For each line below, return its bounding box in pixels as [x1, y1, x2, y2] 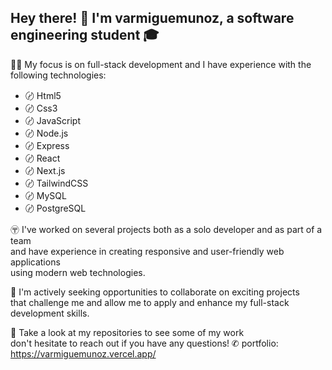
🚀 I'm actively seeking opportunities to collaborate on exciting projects [10, 286, 300, 298]
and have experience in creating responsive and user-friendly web [10, 245, 285, 257]
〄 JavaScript [24, 114, 81, 126]
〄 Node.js [24, 127, 69, 139]
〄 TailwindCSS [24, 177, 89, 189]
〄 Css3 [24, 102, 58, 114]
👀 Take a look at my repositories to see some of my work [10, 326, 245, 338]
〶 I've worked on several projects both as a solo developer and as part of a [10, 223, 323, 235]
